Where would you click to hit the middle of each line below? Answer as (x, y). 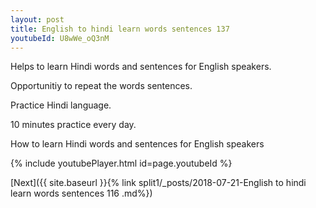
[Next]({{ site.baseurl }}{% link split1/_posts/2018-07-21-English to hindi (158, 183)
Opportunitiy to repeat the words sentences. (101, 86)
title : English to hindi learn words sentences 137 (120, 29)
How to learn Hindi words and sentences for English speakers (137, 144)
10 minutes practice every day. (73, 125)
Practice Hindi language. (61, 105)
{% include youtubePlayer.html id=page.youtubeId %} (121, 163)
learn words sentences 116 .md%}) (81, 193)
